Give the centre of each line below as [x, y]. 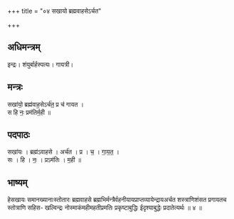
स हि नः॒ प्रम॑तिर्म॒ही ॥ [29, 112]
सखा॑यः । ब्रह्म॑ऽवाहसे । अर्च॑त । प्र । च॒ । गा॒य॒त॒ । [63, 152]
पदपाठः [19, 135]
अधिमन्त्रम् [24, 47]
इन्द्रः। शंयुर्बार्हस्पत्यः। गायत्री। [41, 64]
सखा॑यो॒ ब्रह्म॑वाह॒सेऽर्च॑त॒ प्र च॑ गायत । [46, 104]
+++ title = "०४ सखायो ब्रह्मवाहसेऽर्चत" [54, 11]
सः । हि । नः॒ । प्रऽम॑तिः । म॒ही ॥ [44, 160]
